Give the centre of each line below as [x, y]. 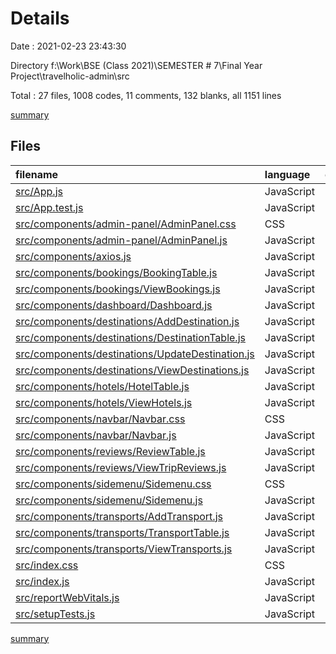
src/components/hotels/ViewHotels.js [104, 402]
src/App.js [39, 191]
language [287, 174]
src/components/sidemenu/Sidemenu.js [109, 500]
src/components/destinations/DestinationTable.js [130, 337]
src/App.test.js [49, 207]
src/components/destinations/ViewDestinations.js [132, 370]
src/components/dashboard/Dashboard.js [114, 305]
